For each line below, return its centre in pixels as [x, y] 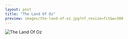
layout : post [18, 9]
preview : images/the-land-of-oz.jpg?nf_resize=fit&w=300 [64, 18]
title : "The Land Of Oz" [30, 14]
